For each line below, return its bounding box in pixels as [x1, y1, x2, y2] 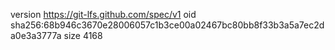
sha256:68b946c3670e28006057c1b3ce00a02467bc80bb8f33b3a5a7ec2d [10, 19, 325, 31]
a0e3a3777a [10, 30, 62, 41]
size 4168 [63, 30, 103, 41]
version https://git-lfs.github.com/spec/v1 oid [10, 9, 197, 20]
